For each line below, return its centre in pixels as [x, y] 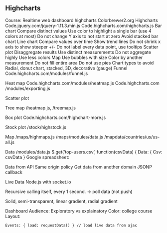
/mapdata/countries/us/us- [132, 136]
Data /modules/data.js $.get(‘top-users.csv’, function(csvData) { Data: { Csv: [84, 151]
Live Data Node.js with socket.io [38, 181]
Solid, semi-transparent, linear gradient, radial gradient [62, 201]
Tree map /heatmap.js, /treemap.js [41, 107]
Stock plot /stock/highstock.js [36, 127]
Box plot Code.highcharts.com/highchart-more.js [56, 117]
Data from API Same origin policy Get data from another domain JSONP [79, 166]
